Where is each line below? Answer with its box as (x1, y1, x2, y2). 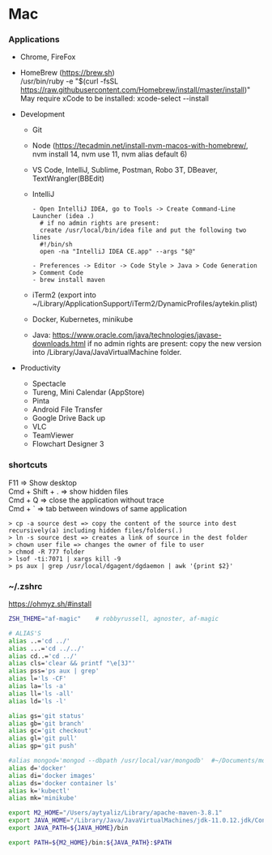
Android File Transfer (32, 404, 103, 414)
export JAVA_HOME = (8, 816, 70, 825)
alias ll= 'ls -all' (8, 690, 74, 698)
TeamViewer (32, 430, 74, 440)
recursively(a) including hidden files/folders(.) (8, 526, 183, 535)
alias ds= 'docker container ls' (8, 779, 117, 787)
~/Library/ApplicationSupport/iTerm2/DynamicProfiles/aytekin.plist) (32, 299, 257, 309)
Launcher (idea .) (32, 212, 95, 220)
